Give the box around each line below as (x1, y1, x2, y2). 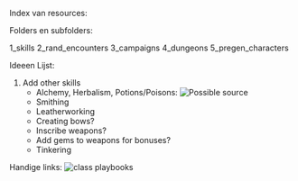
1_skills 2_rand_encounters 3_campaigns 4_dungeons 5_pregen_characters (9, 42, 289, 53)
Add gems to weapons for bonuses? (35, 135, 172, 145)
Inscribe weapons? (35, 125, 107, 136)
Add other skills (22, 77, 81, 88)
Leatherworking (35, 106, 96, 116)
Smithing (35, 96, 70, 107)
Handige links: (9, 162, 63, 172)
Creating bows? (35, 116, 95, 126)
